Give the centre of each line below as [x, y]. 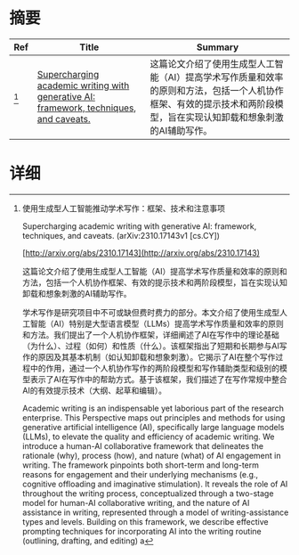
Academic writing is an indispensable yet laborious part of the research [153, 408]
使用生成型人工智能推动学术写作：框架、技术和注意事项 [123, 208]
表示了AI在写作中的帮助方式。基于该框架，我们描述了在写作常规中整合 [158, 379]
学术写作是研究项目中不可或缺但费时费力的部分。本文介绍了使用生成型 [151, 312]
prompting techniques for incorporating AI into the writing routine [141, 531]
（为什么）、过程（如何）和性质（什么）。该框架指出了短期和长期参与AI [151, 346]
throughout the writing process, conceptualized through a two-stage [148, 493]
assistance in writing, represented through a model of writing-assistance [155, 512]
